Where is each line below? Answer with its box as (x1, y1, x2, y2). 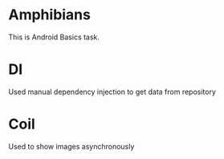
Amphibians (8, 6, 91, 24)
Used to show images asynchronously (8, 141, 135, 151)
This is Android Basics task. (8, 32, 100, 42)
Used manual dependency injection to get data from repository (8, 87, 217, 96)
